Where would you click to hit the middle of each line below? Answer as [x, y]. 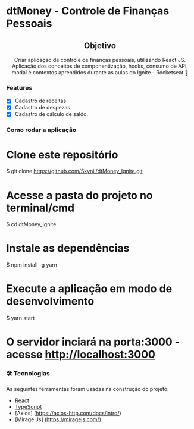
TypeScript [28, 406]
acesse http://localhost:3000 [81, 355]
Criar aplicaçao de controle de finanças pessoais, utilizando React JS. [100, 60]
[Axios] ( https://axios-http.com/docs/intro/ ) [68, 413]
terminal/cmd [40, 208]
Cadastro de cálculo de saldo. [51, 114]
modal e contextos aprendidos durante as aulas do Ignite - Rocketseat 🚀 [100, 72]
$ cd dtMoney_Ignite [31, 224]
